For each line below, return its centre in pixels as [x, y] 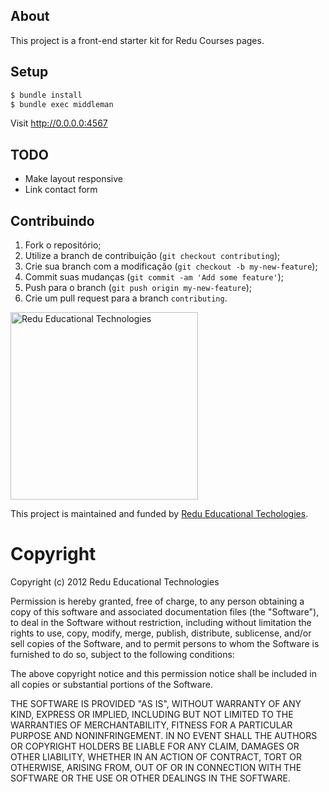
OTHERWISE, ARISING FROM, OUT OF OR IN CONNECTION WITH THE [156, 767]
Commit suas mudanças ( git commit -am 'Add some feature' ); [154, 277]
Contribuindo [52, 220]
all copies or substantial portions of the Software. [111, 684]
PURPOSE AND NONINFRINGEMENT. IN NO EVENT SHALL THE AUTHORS [164, 735]
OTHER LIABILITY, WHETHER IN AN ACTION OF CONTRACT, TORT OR [156, 756]
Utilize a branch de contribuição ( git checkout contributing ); [152, 255]
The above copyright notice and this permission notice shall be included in [163, 673]
